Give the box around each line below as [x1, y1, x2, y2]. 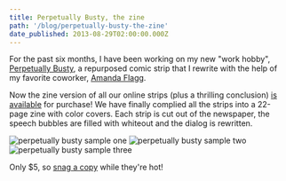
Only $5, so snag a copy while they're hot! [9, 161, 164, 173]
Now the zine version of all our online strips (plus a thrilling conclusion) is [9, 90, 278, 100]
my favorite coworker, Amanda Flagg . [9, 73, 147, 83]
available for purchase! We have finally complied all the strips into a [9, 99, 256, 110]
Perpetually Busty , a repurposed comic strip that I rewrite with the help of [9, 63, 278, 74]
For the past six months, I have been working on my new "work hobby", [9, 54, 271, 65]
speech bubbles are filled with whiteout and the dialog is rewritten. [9, 118, 253, 129]
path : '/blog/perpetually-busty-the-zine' [9, 21, 169, 30]
